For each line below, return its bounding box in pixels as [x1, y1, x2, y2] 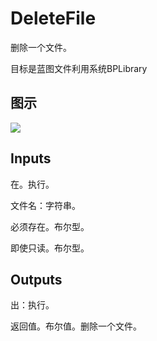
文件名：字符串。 [10, 199, 81, 211]
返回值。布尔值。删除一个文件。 [10, 320, 142, 332]
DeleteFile [10, 7, 97, 30]
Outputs [10, 271, 63, 288]
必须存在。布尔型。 [10, 220, 90, 232]
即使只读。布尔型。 [10, 242, 90, 254]
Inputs [10, 150, 52, 167]
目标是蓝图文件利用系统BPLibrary [10, 62, 148, 74]
